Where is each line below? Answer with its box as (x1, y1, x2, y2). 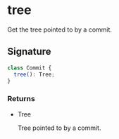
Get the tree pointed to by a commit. (7, 25, 113, 34)
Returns (7, 94, 35, 104)
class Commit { (7, 64, 52, 72)
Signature (7, 46, 51, 58)
